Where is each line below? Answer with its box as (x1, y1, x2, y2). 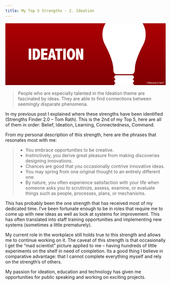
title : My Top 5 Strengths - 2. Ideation (5, 8, 95, 13)
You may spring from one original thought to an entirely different (25, 169, 160, 175)
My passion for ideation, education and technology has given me (5, 269, 141, 275)
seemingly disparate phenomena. (17, 101, 88, 107)
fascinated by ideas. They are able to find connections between (17, 96, 152, 102)
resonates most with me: (5, 137, 57, 143)
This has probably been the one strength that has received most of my (5, 200, 153, 206)
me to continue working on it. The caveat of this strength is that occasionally (5, 237, 166, 243)
